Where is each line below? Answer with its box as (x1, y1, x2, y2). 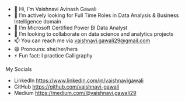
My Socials (5, 66, 32, 73)
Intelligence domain (13, 18, 62, 25)
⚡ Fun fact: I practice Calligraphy (13, 52, 93, 59)
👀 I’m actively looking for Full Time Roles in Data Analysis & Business (13, 12, 179, 19)
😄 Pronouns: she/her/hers (13, 46, 78, 52)
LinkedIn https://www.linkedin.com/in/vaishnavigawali (13, 77, 144, 84)
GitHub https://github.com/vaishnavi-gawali (13, 83, 120, 90)
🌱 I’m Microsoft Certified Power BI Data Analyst (13, 24, 128, 31)
